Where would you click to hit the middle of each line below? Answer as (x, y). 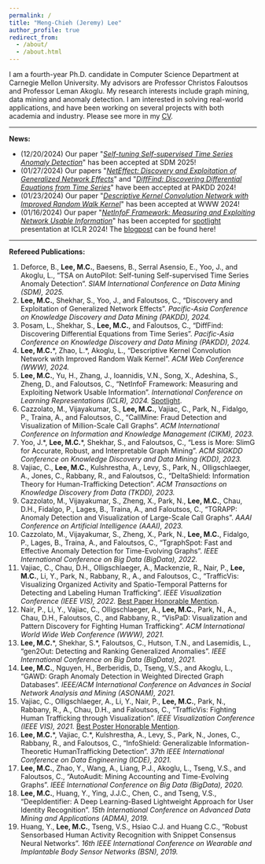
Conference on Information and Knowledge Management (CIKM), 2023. (137, 434)
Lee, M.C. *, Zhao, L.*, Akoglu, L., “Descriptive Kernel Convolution (125, 350)
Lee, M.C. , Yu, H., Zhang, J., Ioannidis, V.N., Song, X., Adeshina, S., (129, 375)
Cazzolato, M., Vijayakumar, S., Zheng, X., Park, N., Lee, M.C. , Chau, (131, 501)
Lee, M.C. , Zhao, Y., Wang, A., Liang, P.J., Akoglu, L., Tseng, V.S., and (133, 768)
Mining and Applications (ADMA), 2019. (84, 818)
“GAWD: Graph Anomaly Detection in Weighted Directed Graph (122, 676)
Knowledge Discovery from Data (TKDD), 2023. (98, 493)
